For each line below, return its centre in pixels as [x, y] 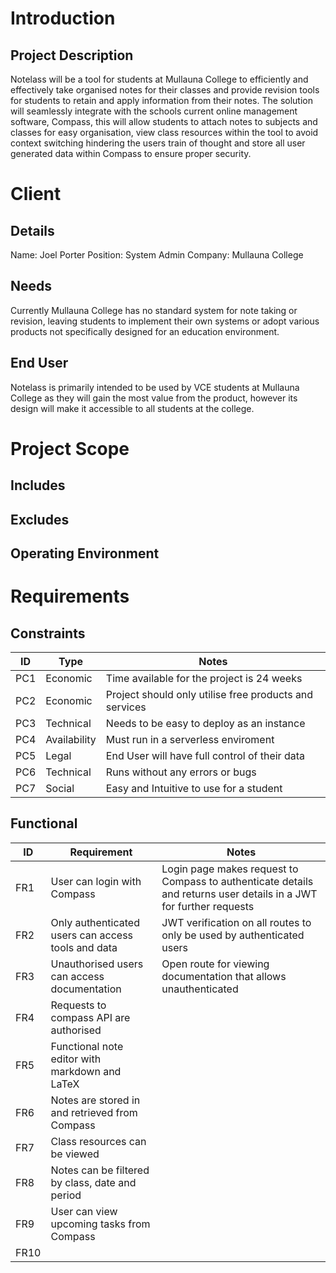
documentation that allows [224, 976]
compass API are [90, 1017]
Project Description [72, 55]
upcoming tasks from [100, 1224]
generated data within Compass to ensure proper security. [131, 153]
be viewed [75, 1154]
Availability [71, 739]
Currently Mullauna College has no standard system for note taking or [154, 310]
